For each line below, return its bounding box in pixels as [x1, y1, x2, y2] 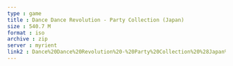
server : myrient [7, 42, 58, 49]
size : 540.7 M [7, 23, 51, 30]
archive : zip [7, 36, 49, 43]
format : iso [7, 29, 45, 36]
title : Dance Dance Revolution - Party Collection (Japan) [7, 16, 185, 23]
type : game [7, 10, 42, 17]
